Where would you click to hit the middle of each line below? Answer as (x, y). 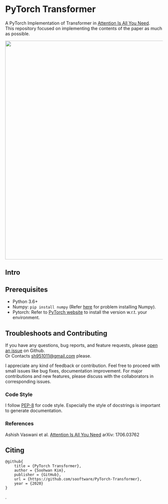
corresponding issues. (28, 381)
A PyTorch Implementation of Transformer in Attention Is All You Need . (78, 23)
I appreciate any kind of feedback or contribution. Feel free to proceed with (82, 365)
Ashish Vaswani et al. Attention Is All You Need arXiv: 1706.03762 (72, 434)
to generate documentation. (34, 410)
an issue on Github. (25, 350)
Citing (15, 450)
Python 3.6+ (25, 301)
